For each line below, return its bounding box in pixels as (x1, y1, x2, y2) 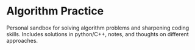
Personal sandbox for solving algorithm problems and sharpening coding (6, 24, 190, 31)
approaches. (6, 37, 38, 44)
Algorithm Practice (6, 4, 104, 18)
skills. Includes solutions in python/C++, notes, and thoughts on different (6, 30, 189, 37)
